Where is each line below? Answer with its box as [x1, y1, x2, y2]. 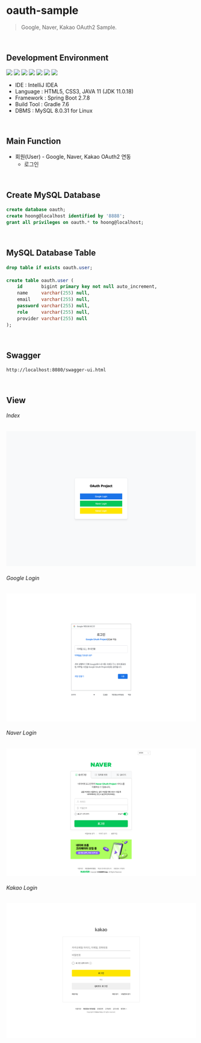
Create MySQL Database [6, 190, 101, 200]
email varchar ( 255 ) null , [17, 296, 90, 302]
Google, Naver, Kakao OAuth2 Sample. [20, 24, 117, 31]
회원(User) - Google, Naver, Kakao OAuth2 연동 [14, 153, 131, 160]
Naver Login [6, 729, 37, 736]
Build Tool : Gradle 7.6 [14, 100, 69, 107]
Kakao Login [6, 884, 38, 891]
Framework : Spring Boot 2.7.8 [14, 94, 90, 101]
